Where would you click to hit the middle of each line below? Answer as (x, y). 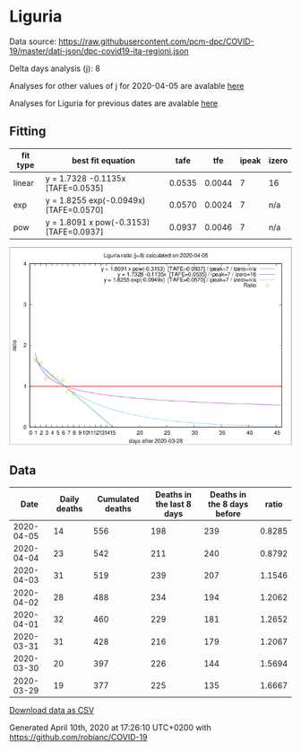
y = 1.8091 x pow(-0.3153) (98, 222)
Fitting (28, 132)
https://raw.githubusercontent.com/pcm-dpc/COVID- (156, 41)
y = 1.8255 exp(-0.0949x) (95, 200)
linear (23, 183)
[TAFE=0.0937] (74, 232)
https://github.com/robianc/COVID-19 (78, 738)
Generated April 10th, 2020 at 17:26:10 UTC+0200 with (111, 728)
